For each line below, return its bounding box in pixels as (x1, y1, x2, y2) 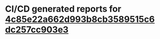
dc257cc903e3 (5, 24, 69, 35)
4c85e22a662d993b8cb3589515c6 (5, 14, 155, 25)
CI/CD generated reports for (5, 3, 121, 15)
